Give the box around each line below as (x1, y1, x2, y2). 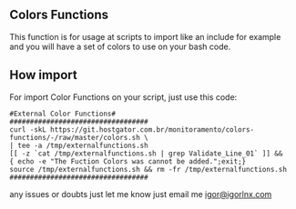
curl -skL (9, 124, 47, 134)
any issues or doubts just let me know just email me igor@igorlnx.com (9, 188, 272, 199)
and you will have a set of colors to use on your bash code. (9, 41, 231, 52)
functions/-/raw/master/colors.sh (9, 133, 141, 142)
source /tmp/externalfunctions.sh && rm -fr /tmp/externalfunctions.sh (9, 164, 287, 174)
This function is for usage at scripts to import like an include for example (9, 31, 281, 42)
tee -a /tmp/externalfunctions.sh (17, 141, 148, 150)
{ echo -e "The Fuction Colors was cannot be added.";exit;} (9, 156, 247, 166)
